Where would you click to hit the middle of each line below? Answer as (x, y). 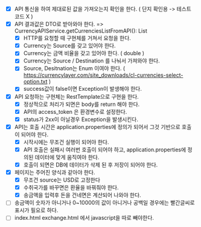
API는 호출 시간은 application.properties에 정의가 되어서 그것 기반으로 (97, 127)
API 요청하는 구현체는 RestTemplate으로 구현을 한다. (77, 96)
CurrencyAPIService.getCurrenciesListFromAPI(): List (81, 31)
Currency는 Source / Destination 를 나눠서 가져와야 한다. (92, 61)
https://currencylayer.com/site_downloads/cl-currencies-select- (103, 75)
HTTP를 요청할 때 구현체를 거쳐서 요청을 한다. (77, 38)
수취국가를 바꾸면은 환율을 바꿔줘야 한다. (71, 188)
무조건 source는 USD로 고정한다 (62, 180)
